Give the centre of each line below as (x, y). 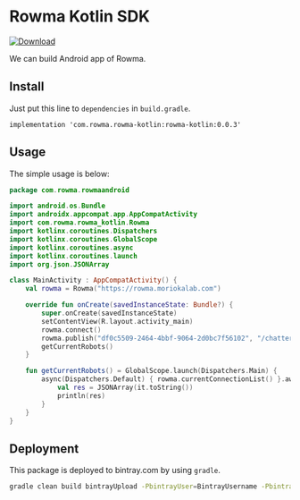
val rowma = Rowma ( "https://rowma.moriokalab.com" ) (123, 289)
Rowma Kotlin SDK (79, 17)
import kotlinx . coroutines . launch (74, 256)
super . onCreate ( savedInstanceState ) (109, 314)
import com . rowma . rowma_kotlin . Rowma (79, 223)
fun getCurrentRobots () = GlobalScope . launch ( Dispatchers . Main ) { (151, 371)
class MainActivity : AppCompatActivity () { (93, 280)
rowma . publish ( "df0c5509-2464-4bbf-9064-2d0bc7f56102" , (147, 338)
